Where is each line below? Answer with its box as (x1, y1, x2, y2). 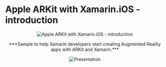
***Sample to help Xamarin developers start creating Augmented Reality (9, 41, 161, 47)
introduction (5, 14, 59, 26)
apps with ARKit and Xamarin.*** (50, 46, 119, 52)
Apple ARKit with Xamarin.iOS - (5, 4, 140, 15)
